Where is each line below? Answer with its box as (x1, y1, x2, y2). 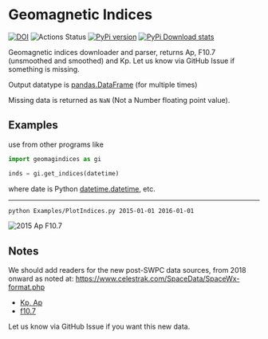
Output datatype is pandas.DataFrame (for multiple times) (8, 80, 198, 89)
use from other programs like (8, 140, 104, 149)
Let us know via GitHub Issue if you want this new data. (8, 321, 191, 332)
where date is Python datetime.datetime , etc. (8, 183, 156, 193)
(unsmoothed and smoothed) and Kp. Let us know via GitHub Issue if (8, 56, 235, 65)
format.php (8, 282, 45, 292)
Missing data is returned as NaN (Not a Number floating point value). (8, 95, 231, 104)
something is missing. (8, 64, 80, 73)
